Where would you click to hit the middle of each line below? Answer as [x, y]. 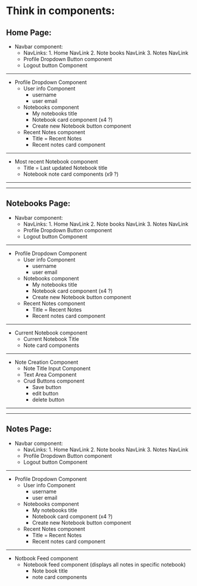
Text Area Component [50, 374]
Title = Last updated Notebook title [65, 168]
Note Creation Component [46, 362]
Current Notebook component [51, 333]
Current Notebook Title [51, 339]
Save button [47, 387]
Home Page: [29, 33]
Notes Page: [29, 429]
